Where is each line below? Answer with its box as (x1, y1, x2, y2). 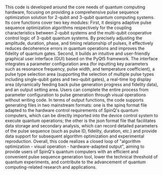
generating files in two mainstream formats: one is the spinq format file (5, 102, 147, 108)
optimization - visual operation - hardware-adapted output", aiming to (5, 143, 145, 149)
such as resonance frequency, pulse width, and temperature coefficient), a (5, 66, 155, 72)
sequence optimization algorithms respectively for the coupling (5, 25, 132, 31)
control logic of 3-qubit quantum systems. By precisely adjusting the (5, 35, 143, 41)
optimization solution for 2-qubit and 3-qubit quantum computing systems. (5, 15, 155, 20)
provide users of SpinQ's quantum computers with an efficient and (5, 149, 139, 155)
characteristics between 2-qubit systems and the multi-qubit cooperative (5, 30, 152, 35)
